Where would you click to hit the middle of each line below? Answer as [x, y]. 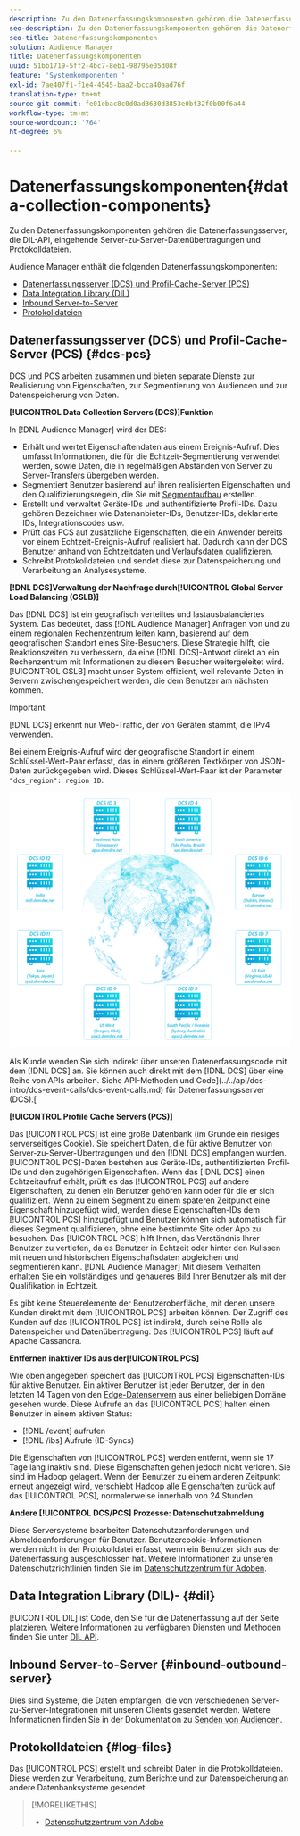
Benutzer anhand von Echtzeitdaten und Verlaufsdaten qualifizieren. [147, 551]
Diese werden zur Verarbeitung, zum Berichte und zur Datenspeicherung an [149, 1778]
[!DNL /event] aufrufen [64, 1431]
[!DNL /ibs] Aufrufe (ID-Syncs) [78, 1440]
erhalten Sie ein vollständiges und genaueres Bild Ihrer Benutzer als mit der [148, 1276]
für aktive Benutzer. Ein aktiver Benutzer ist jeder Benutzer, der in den [137, 1385]
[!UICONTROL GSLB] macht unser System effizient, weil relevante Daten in [146, 671]
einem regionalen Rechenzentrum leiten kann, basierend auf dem [129, 633]
